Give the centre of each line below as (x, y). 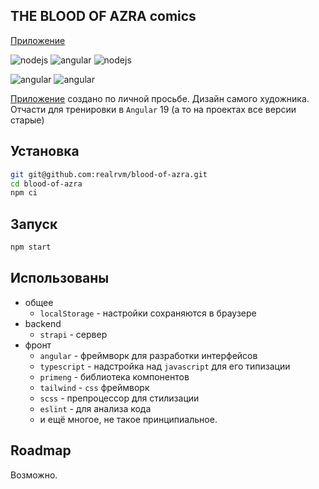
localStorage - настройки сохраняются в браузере (148, 313)
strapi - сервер (73, 334)
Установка (45, 151)
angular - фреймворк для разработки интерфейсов (148, 355)
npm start (31, 247)
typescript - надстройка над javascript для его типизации (165, 366)
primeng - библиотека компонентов (114, 376)
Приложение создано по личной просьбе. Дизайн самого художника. (160, 98)
